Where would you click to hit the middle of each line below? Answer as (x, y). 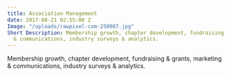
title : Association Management (52, 13)
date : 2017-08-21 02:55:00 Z (49, 20)
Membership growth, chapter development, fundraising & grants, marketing (115, 58)
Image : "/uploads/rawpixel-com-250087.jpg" (71, 26)
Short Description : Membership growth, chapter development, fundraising (116, 33)
